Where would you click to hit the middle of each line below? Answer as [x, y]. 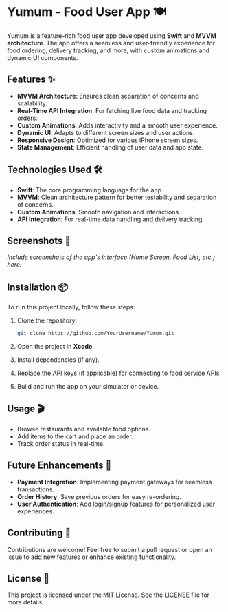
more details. [26, 602]
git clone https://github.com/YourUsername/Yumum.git [95, 334]
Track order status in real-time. [61, 443]
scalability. [32, 103]
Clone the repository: [47, 320]
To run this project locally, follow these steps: [71, 307]
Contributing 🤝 [39, 533]
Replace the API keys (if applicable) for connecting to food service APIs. [119, 373]
